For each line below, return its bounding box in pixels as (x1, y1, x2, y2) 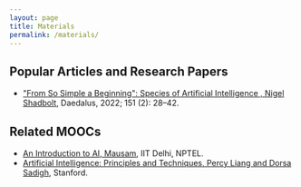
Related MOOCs (9, 123, 102, 139)
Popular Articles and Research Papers (9, 64, 228, 79)
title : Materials (9, 22, 75, 31)
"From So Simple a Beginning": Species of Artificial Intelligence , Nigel (22, 88, 285, 99)
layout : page (9, 13, 59, 23)
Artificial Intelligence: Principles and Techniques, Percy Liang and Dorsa (22, 158, 292, 168)
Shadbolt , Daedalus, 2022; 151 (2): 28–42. (22, 97, 180, 109)
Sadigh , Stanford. (22, 167, 89, 178)
